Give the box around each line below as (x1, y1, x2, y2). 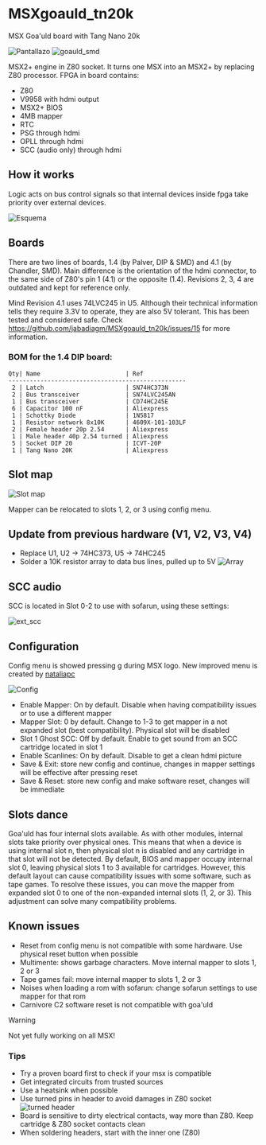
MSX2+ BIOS (19, 103, 64, 112)
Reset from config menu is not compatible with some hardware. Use (19, 941, 243, 950)
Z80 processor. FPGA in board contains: (8, 70, 140, 80)
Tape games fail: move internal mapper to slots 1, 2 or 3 (19, 974, 202, 983)
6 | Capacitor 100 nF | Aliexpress (11, 404, 169, 412)
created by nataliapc (8, 669, 75, 679)
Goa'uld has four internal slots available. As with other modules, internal (8, 828, 244, 838)
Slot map (8, 468, 53, 481)
